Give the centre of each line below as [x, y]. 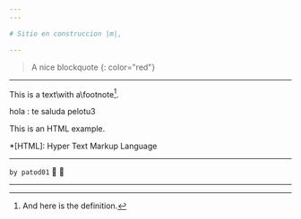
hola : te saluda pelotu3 [52, 112]
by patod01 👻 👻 [37, 172]
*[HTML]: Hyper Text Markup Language [83, 146]
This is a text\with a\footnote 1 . [64, 93]
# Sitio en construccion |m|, [66, 34]
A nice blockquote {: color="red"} [93, 67]
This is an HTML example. [57, 129]
